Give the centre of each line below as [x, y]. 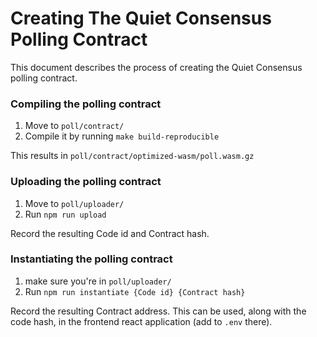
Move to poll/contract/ [74, 126]
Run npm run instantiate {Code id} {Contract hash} [135, 291]
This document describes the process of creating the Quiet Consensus [156, 67]
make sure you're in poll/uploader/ [98, 281]
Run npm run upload [65, 214]
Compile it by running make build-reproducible [122, 136]
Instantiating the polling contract [91, 259]
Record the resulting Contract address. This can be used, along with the [158, 311]
